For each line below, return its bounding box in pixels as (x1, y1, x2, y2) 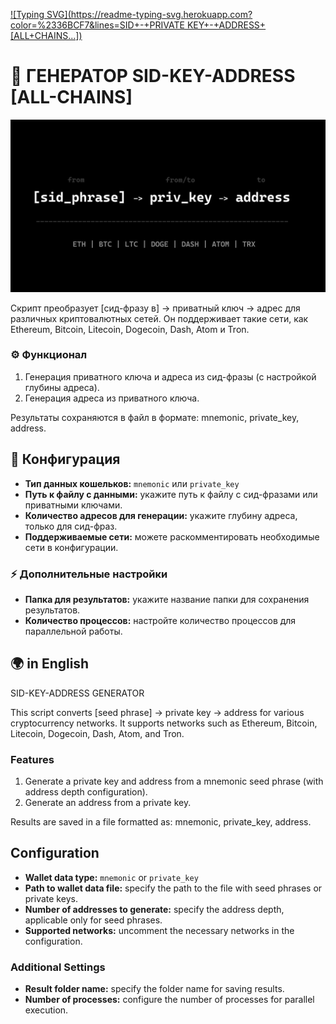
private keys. (24, 892, 78, 904)
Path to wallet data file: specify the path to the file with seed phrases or (24, 882, 323, 894)
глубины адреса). (24, 381, 100, 393)
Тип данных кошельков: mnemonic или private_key (24, 477, 240, 489)
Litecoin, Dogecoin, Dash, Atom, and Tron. (10, 727, 185, 739)
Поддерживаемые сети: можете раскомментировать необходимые (24, 530, 320, 543)
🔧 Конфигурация (10, 451, 121, 468)
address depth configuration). (24, 786, 148, 798)
